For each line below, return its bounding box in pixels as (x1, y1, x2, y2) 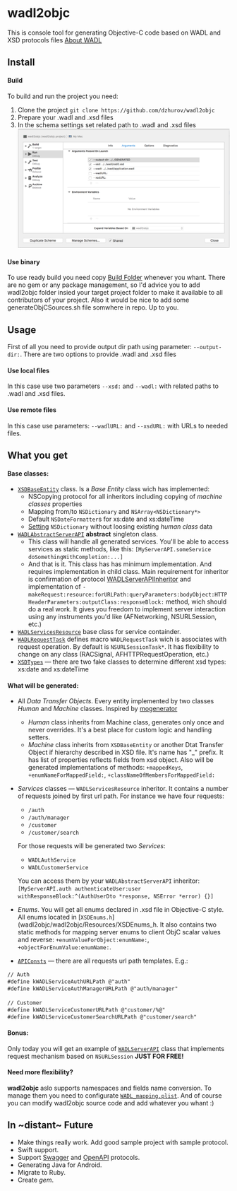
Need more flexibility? (7, 1068, 74, 1076)
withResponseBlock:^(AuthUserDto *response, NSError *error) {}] (17, 893, 214, 900)
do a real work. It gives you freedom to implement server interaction (28, 605, 226, 614)
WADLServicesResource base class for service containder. (17, 628, 181, 636)
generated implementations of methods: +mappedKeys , (28, 763, 183, 772)
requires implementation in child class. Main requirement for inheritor (28, 568, 229, 576)
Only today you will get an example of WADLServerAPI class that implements (7, 1044, 224, 1052)
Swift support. (17, 1145, 59, 1154)
